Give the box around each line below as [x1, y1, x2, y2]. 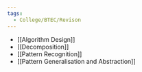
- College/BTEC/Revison [13, 16, 81, 23]
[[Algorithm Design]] [16, 35, 75, 43]
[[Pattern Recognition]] [16, 49, 82, 58]
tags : [7, 10, 23, 17]
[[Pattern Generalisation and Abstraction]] [16, 57, 136, 65]
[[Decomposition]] [16, 43, 69, 51]
